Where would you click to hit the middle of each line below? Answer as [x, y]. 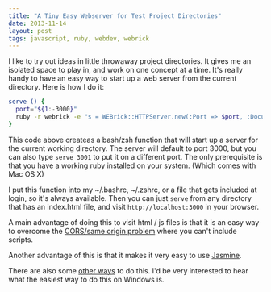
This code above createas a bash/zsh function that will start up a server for [133, 140]
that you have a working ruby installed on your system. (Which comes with [132, 165]
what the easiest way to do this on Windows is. [86, 279]
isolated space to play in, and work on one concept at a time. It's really [126, 70]
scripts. [21, 240]
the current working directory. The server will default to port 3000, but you [132, 148]
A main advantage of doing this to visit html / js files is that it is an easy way [134, 222]
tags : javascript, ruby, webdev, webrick [79, 38]
